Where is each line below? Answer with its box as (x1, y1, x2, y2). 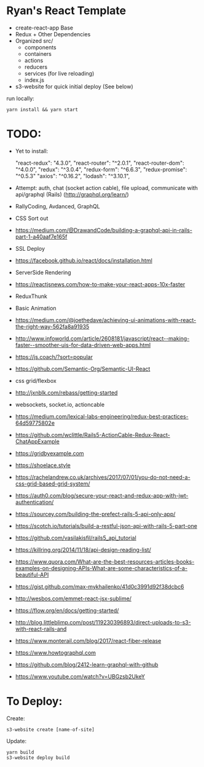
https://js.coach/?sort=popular (15, 353, 93, 360)
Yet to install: (15, 147, 49, 154)
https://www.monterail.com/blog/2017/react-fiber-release (15, 637, 162, 644)
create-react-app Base (15, 24, 74, 31)
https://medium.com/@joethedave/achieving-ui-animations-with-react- (15, 316, 197, 323)
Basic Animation (15, 304, 57, 312)
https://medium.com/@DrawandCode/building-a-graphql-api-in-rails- (15, 226, 192, 234)
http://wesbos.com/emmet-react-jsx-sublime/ (15, 594, 132, 602)
